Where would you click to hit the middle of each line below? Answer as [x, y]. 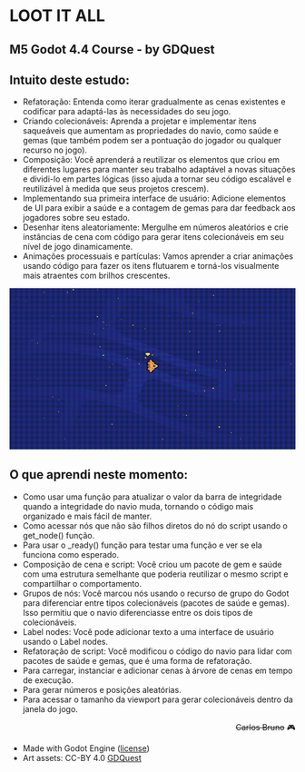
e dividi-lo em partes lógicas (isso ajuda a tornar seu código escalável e [157, 179]
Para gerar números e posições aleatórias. [102, 689]
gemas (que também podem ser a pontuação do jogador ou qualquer [152, 141]
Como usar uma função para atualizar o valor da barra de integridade [152, 497]
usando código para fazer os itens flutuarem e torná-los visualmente [151, 266]
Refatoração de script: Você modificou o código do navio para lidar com [157, 651]
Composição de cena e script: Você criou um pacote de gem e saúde [152, 564]
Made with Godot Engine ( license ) [86, 748]
